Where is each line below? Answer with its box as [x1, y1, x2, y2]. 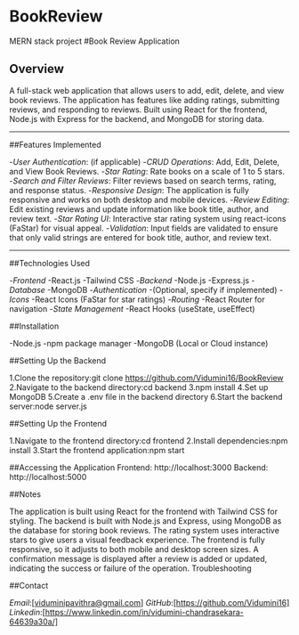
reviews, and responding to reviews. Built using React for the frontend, [9, 104, 268, 115]
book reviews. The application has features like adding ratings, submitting [9, 94, 280, 105]
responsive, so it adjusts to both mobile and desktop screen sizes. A [9, 543, 260, 554]
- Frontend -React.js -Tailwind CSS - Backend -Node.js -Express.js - [9, 274, 255, 286]
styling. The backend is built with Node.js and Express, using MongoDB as [9, 515, 282, 526]
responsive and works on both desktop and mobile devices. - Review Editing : [9, 194, 290, 205]
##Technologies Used [9, 257, 91, 268]
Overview [9, 61, 65, 77]
